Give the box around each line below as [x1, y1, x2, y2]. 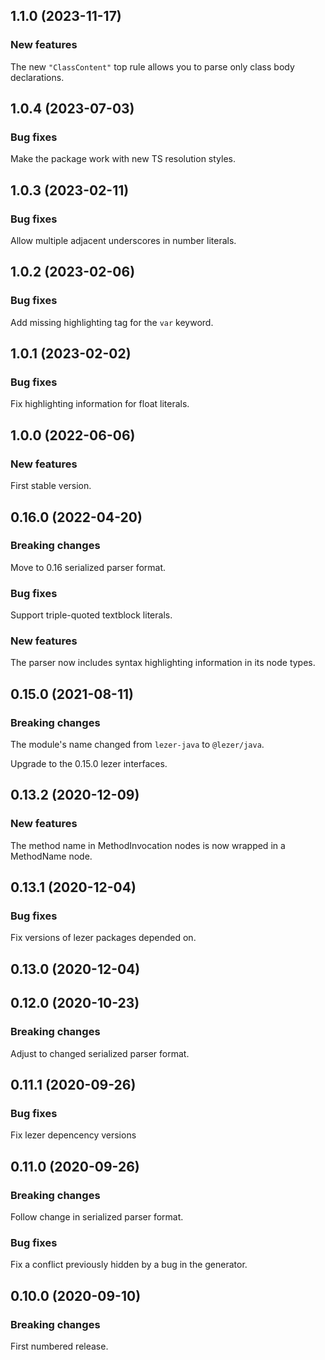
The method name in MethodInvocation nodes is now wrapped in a [10, 839, 286, 851]
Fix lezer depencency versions [10, 1129, 137, 1141]
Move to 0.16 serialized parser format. [10, 561, 167, 573]
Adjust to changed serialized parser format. [10, 1047, 190, 1059]
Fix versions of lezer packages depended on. [10, 932, 197, 944]
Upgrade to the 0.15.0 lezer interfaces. [10, 758, 168, 770]
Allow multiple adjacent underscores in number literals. [10, 235, 237, 247]
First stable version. [10, 480, 92, 492]
